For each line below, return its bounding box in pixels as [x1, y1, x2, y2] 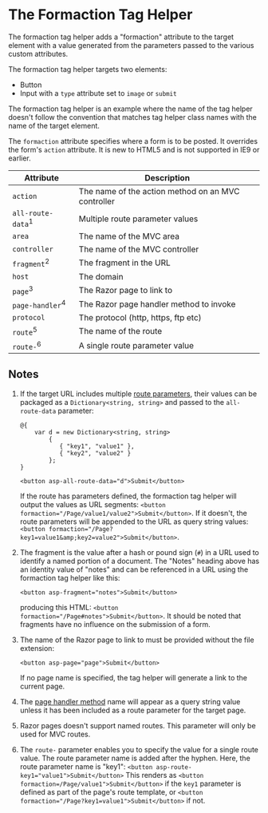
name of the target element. [8, 121, 100, 130]
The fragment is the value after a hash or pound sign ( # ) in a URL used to [19, 547, 259, 557]
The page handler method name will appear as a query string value [19, 696, 241, 706]
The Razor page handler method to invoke [78, 299, 236, 310]
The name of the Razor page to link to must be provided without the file [19, 635, 254, 644]
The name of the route [78, 326, 163, 337]
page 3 [12, 284, 33, 296]
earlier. [8, 153, 32, 163]
